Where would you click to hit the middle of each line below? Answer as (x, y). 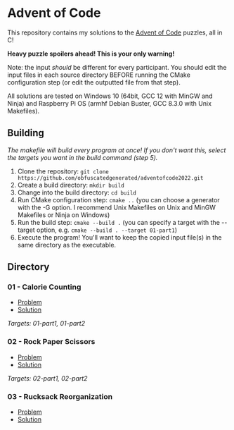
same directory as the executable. (67, 245)
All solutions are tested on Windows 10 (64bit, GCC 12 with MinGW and (110, 96)
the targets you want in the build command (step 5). (83, 157)
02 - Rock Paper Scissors (51, 342)
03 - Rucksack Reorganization (60, 396)
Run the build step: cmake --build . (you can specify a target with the (118, 222)
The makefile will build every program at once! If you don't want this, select (117, 150)
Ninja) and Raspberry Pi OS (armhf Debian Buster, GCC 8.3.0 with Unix (110, 103)
